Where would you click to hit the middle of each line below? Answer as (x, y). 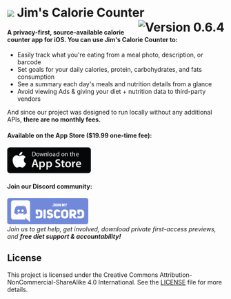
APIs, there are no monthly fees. (54, 119)
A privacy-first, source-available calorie (66, 32)
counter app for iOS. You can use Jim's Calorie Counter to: (92, 39)
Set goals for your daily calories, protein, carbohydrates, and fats (109, 70)
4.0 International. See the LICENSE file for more (155, 282)
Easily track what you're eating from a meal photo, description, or (110, 55)
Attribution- (176, 275)
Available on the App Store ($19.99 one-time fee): (80, 135)
